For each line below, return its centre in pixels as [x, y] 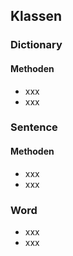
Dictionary [36, 45]
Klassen [36, 16]
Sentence [34, 127]
